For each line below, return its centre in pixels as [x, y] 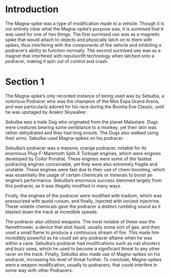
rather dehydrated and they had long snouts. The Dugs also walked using [82, 133]
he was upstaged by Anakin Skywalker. [46, 112]
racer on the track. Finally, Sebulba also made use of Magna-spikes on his [83, 254]
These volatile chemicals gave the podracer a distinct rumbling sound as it [83, 206]
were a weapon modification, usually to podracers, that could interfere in [81, 265]
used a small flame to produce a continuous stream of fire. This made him [82, 232]
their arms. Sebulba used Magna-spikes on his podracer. [65, 138]
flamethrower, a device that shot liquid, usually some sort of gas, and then [83, 227]
